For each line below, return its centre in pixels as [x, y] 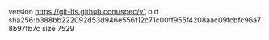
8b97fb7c [24, 28]
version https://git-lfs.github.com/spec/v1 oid [84, 12]
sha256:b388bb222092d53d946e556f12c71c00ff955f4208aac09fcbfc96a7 [135, 20]
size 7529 [58, 28]
